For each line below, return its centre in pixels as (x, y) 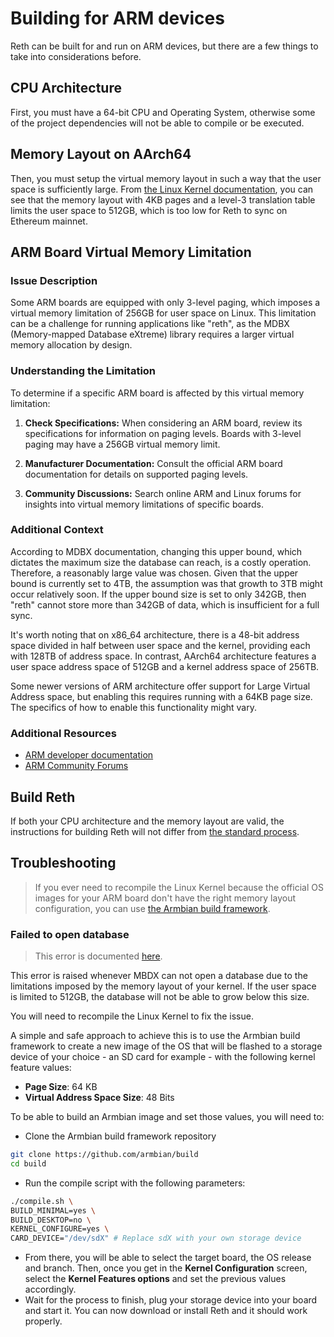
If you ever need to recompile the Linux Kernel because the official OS (179, 887)
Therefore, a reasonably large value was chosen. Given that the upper (154, 573)
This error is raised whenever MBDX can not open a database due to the (159, 976)
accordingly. (50, 1289)
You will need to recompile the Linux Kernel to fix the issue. (132, 1016)
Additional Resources (63, 733)
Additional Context (57, 530)
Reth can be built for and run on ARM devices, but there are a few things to (164, 46)
